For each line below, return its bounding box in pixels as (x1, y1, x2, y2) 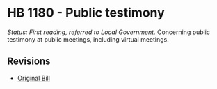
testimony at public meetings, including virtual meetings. (7, 35, 169, 43)
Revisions (7, 56, 51, 67)
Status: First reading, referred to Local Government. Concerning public (7, 28, 211, 36)
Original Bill (17, 74, 51, 82)
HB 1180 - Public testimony (7, 5, 165, 21)
